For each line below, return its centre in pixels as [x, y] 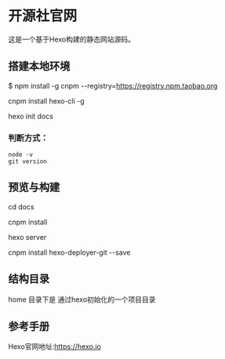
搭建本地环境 [39, 66]
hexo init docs [31, 116]
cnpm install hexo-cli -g [46, 101]
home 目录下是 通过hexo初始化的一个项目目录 [82, 299]
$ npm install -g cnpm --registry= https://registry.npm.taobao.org [113, 85]
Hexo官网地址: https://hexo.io [55, 346]
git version [27, 161]
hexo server [27, 237]
